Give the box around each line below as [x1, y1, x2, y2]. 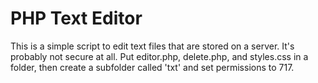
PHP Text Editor [10, 7, 143, 30]
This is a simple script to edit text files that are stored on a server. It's [10, 40, 295, 52]
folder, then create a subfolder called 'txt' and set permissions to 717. [10, 61, 295, 73]
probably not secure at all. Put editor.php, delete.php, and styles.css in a [10, 50, 309, 62]
